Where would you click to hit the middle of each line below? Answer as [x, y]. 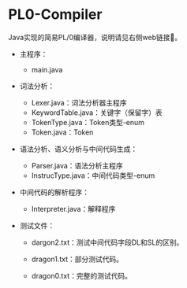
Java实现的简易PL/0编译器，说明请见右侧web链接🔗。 [95, 37]
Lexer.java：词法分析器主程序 [79, 102]
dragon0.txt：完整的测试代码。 [82, 275]
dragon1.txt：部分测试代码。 [77, 259]
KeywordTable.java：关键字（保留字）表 [97, 113]
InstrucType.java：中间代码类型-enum [93, 175]
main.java [47, 69]
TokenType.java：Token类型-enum [88, 122]
